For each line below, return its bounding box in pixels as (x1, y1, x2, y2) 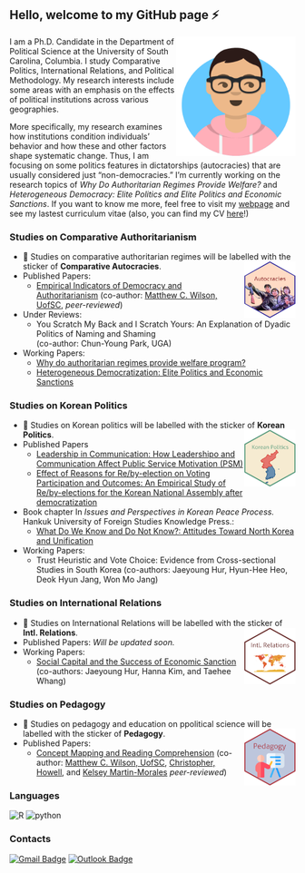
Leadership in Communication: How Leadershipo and (35, 448, 236, 460)
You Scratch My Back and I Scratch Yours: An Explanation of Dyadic (35, 319, 291, 329)
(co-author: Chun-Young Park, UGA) (35, 338, 172, 349)
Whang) (35, 675, 66, 686)
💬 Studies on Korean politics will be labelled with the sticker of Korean (22, 420, 286, 431)
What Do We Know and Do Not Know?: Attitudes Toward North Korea (35, 525, 295, 537)
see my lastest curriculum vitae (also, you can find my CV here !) (9, 208, 250, 219)
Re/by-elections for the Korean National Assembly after (35, 487, 243, 498)
